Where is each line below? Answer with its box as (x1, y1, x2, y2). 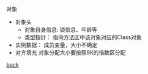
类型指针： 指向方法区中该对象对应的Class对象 (24, 34, 142, 41)
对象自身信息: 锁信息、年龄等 (24, 26, 98, 33)
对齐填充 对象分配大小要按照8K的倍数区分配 (15, 49, 126, 56)
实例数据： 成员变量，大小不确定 (15, 42, 98, 48)
